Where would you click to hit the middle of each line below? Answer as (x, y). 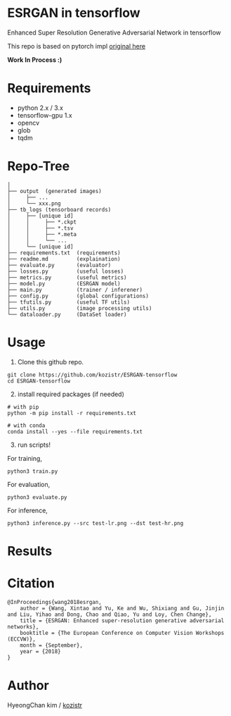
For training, (25, 458)
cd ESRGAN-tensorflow (39, 381)
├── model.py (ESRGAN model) (64, 283)
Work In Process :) (35, 60)
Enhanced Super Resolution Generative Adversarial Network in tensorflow (114, 32)
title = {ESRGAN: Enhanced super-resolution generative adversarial (122, 621)
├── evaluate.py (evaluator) (59, 265)
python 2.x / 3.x (40, 108)
